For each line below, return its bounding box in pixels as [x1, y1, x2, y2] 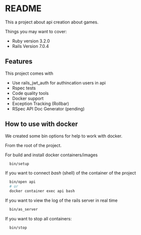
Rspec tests [12, 85, 36, 91]
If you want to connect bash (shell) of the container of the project [5, 170, 136, 176]
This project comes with [5, 70, 53, 76]
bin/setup [9, 161, 29, 166]
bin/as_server [9, 207, 38, 212]
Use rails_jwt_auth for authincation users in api [12, 80, 106, 85]
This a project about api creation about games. [5, 19, 99, 25]
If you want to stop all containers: [5, 215, 72, 221]
